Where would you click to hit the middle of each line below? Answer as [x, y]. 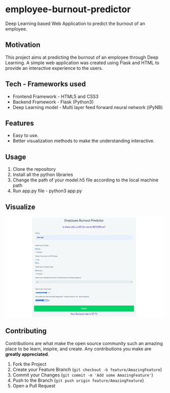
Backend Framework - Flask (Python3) [53, 102]
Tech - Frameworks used [46, 84]
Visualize [20, 207]
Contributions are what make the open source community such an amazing [84, 343]
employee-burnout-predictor [68, 9]
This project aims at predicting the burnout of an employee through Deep [82, 57]
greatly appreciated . [27, 354]
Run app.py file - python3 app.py [47, 191]
